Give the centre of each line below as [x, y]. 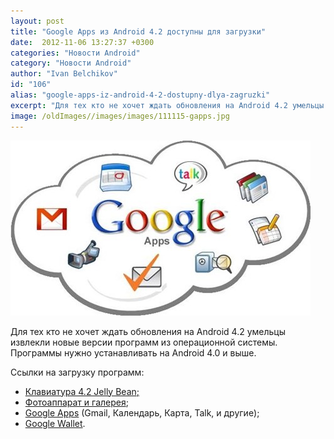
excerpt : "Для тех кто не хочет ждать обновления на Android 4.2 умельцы [167, 105]
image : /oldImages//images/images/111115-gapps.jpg [120, 116]
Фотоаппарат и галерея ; [76, 402]
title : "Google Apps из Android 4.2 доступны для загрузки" [138, 31]
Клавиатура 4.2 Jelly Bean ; [82, 391]
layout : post [37, 21]
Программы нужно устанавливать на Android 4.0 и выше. [133, 352]
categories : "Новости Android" [75, 53]
